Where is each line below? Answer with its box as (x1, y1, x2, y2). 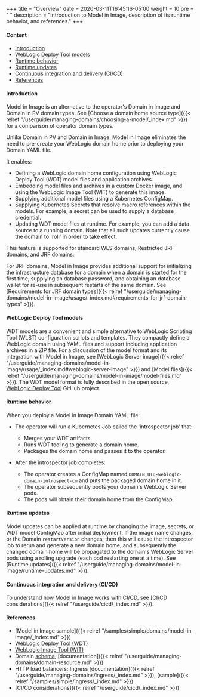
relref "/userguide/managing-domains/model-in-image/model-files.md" (6, 372, 182, 379)
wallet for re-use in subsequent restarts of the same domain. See (6, 282, 167, 289)
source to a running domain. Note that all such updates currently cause (14, 227, 190, 234)
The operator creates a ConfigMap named (23, 470, 128, 477)
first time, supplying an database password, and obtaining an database (6, 275, 181, 282)
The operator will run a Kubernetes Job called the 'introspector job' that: (14, 423, 193, 430)
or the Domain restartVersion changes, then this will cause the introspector (6, 535, 193, 542)
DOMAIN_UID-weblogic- (128, 471, 183, 477)
